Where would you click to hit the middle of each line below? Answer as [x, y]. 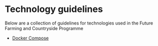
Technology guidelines [54, 9]
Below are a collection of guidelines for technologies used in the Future [79, 23]
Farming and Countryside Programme [44, 28]
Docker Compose [30, 38]
